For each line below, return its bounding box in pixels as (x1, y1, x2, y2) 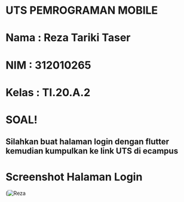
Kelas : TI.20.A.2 (5, 85, 91, 99)
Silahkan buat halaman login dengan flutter (5, 137, 170, 147)
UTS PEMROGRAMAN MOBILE (5, 4, 158, 17)
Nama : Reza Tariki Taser (5, 31, 131, 45)
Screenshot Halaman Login (5, 170, 143, 183)
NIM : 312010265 (5, 58, 91, 72)
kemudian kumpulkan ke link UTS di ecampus (5, 146, 179, 156)
